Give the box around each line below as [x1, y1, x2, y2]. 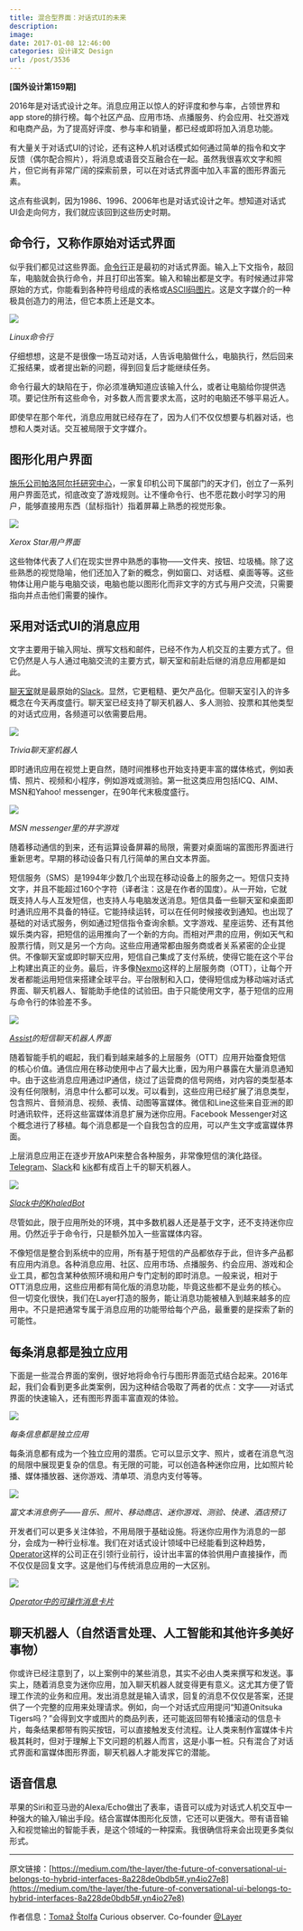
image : [9, 30, 34, 39]
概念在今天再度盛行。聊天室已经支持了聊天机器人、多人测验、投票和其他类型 [9, 697, 294, 708]
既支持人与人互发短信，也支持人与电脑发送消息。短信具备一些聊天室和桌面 [9, 895, 286, 906]
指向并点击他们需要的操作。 [9, 589, 113, 600]
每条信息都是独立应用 [9, 1429, 88, 1440]
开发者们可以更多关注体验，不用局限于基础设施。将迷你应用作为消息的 [9, 1526, 271, 1537]
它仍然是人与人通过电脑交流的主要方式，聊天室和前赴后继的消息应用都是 [9, 655, 278, 666]
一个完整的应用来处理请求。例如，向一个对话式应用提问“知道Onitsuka [24, 1701, 283, 1713]
